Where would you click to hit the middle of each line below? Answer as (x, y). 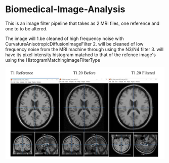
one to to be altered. (26, 28)
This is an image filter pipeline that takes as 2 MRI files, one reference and (82, 23)
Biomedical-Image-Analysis (65, 9)
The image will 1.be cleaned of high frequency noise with (65, 38)
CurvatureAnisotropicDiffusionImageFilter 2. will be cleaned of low (74, 44)
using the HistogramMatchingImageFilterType (53, 60)
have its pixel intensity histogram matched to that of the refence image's (80, 55)
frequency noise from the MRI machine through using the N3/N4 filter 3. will (84, 49)
